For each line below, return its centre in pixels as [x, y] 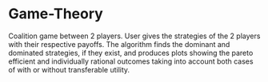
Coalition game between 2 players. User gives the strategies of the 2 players [134, 36]
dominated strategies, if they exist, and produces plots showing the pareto [131, 53]
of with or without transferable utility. [69, 69]
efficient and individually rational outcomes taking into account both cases [131, 61]
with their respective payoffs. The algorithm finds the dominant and [119, 44]
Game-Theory [56, 14]
